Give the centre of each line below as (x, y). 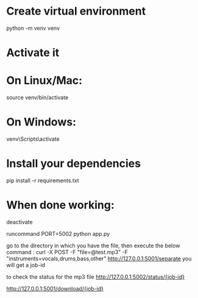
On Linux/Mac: (44, 81)
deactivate (19, 222)
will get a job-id (26, 265)
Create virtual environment (76, 11)
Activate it (33, 53)
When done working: (60, 205)
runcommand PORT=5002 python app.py (58, 233)
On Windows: (41, 122)
